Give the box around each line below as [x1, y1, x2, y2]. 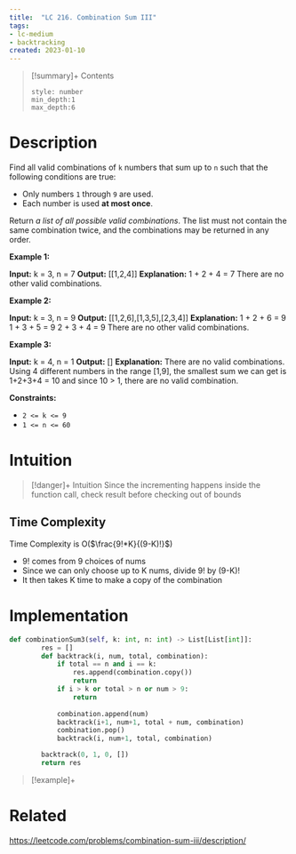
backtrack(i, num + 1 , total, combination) [56, 734, 213, 743]
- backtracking [9, 37, 66, 47]
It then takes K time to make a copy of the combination [21, 574, 223, 585]
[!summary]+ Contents [30, 70, 115, 81]
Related [9, 806, 67, 826]
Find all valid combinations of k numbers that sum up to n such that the [9, 162, 268, 173]
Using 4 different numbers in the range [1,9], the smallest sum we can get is [9, 366, 287, 377]
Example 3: [9, 339, 52, 350]
